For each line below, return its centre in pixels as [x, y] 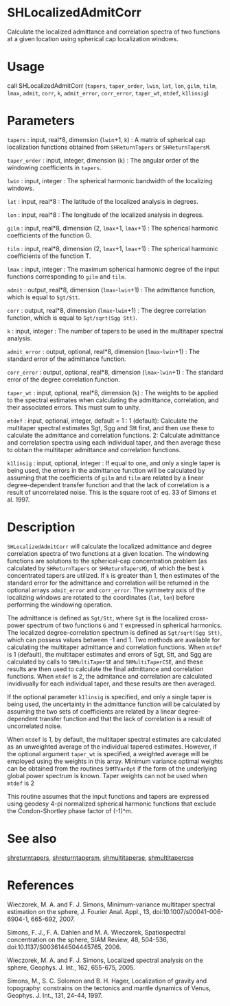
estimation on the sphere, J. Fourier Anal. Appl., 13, [79, 911]
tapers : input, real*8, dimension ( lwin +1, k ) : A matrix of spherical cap [106, 139]
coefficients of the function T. [49, 256]
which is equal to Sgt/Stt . [44, 297]
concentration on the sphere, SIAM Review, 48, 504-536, [88, 939]
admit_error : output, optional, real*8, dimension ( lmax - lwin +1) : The [104, 351]
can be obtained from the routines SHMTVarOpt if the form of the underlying [112, 768]
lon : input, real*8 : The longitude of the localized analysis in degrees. [105, 215]
